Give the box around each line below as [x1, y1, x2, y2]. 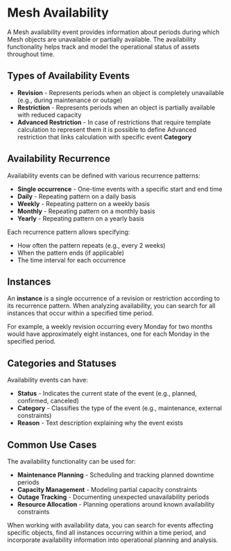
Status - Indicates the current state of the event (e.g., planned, [17, 389, 198, 398]
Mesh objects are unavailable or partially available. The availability [7, 35, 196, 43]
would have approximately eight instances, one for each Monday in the [7, 330, 210, 338]
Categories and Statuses [7, 357, 117, 369]
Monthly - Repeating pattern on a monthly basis [17, 207, 155, 215]
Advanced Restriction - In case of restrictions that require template [17, 118, 212, 126]
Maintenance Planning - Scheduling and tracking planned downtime [17, 471, 214, 479]
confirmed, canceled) [17, 397, 80, 405]
